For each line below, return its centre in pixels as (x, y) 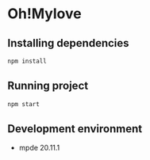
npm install (27, 61)
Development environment (75, 129)
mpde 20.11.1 (39, 148)
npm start (24, 104)
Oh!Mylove (44, 14)
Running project (48, 86)
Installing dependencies (68, 43)
